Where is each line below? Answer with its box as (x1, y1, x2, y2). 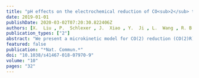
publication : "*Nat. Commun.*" (6, 47, 84, 53)
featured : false (6, 42, 46, 48)
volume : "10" (6, 57, 38, 63)
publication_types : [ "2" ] (6, 30, 70, 36)
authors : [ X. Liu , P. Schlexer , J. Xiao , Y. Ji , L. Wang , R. (6, 25, 187, 31)
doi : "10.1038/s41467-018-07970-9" (6, 52, 94, 58)
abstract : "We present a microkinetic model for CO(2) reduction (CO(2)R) (6, 36, 195, 42)
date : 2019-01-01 (6, 14, 49, 20)
